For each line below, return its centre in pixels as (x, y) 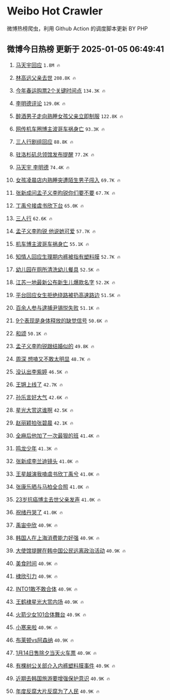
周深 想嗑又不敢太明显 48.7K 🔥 (53, 358)
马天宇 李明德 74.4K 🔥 (42, 167)
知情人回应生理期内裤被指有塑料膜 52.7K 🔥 (68, 256)
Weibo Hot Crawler (55, 11)
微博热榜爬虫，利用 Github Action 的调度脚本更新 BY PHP (78, 28)
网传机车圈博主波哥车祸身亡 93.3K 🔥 (60, 129)
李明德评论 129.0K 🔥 (40, 103)
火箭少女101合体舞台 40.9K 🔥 (51, 614)
